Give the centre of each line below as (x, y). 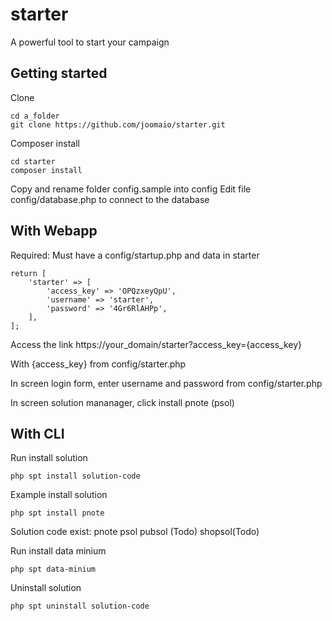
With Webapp (54, 231)
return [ (28, 273)
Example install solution (59, 495)
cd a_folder (35, 116)
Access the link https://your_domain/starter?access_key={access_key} (156, 344)
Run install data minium (58, 551)
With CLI (37, 433)
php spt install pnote (57, 513)
